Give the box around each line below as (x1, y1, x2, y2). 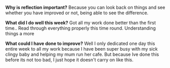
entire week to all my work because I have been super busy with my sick (5, 46, 158, 52)
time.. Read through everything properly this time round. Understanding (5, 25, 156, 31)
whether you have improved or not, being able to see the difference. (5, 10, 149, 16)
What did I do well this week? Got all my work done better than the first (5, 20, 156, 26)
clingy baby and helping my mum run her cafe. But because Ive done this (5, 51, 159, 57)
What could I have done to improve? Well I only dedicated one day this (5, 40, 155, 47)
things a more (5, 31, 35, 36)
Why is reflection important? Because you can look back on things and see (5, 5, 165, 10)
